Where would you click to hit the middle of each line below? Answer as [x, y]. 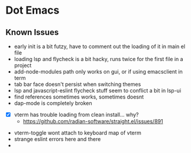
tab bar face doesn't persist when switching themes [77, 84]
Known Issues [32, 32]
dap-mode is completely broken [53, 103]
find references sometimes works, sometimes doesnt [79, 97]
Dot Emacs [33, 10]
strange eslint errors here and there [57, 139]
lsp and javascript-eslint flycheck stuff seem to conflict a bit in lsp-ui [98, 90]
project [23, 65]
